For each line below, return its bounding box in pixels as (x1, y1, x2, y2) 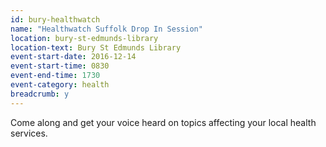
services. (10, 127, 48, 139)
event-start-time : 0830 (10, 61, 110, 71)
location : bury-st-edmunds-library (10, 33, 159, 43)
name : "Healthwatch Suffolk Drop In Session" (10, 24, 203, 34)
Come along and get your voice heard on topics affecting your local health (10, 116, 317, 128)
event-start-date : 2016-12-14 (10, 52, 137, 62)
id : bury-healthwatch (10, 14, 101, 25)
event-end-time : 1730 (10, 71, 101, 81)
